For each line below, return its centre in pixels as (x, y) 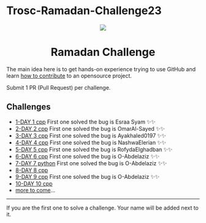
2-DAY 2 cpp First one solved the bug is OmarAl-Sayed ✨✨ (90, 128)
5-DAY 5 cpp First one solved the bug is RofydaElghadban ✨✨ (94, 149)
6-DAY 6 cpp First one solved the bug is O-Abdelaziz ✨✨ (87, 156)
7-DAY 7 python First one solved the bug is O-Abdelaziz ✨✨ (91, 163)
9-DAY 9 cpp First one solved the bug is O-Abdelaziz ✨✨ (87, 176)
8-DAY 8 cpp (32, 170)
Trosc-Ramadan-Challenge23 (84, 11)
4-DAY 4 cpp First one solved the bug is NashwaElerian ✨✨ (91, 143)
